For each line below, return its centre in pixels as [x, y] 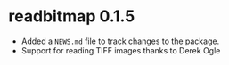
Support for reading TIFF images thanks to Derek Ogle [121, 50]
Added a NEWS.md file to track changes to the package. [120, 41]
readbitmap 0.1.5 [72, 16]
